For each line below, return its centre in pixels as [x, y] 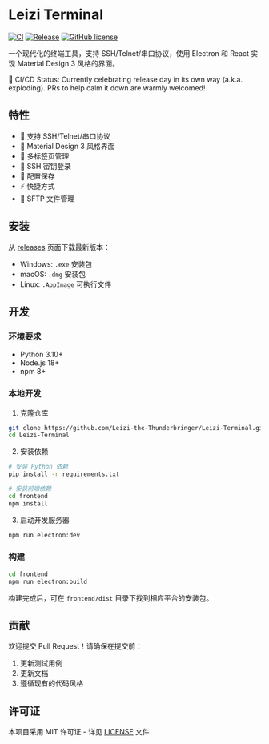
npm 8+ [33, 372]
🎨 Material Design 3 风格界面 [67, 146]
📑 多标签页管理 [44, 156]
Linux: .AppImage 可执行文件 [66, 284]
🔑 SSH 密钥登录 [46, 166]
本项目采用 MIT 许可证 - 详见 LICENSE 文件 [79, 732]
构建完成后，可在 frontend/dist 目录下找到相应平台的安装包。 [111, 597]
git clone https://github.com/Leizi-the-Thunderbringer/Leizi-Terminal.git [137, 428]
